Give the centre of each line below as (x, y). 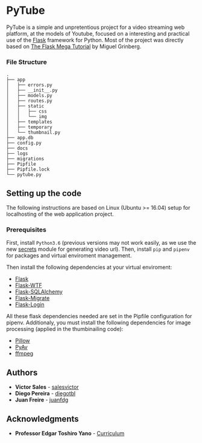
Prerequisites (26, 230)
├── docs (17, 148)
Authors (22, 372)
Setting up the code (44, 193)
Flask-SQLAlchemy (39, 292)
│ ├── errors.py (29, 85)
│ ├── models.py (29, 96)
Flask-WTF (28, 285)
